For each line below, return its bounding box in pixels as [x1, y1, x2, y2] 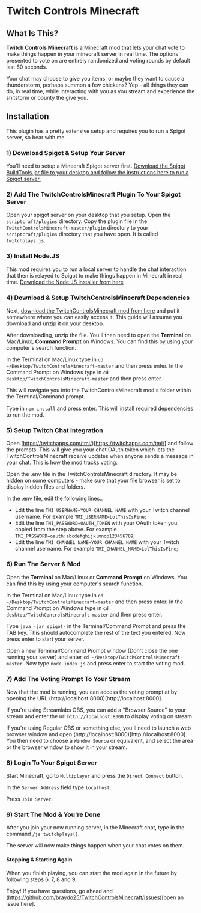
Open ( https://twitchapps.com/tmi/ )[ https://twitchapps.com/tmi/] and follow [6, 440, 194, 447]
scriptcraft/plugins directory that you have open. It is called [6, 230, 158, 238]
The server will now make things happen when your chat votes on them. [6, 842, 185, 849]
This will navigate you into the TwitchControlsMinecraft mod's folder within [6, 386, 191, 394]
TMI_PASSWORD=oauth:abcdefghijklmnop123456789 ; [14, 532, 136, 539]
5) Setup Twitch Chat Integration [6, 426, 103, 434]
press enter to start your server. [6, 635, 85, 643]
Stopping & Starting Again [6, 856, 73, 863]
